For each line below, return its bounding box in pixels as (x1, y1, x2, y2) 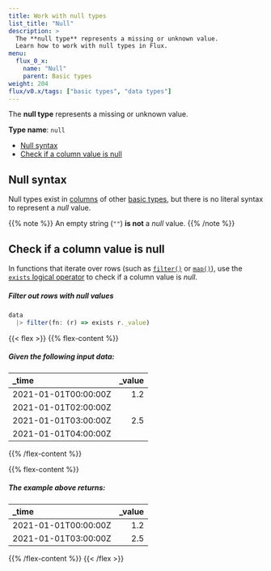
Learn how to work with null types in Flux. (15, 42, 168, 50)
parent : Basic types (23, 72, 92, 80)
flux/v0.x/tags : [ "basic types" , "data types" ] (8, 87, 172, 96)
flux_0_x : (15, 58, 49, 66)
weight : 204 (8, 79, 49, 87)
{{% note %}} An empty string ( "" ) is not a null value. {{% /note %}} (8, 219, 235, 228)
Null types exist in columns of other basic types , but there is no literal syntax (8, 194, 264, 204)
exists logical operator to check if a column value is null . (8, 272, 198, 282)
